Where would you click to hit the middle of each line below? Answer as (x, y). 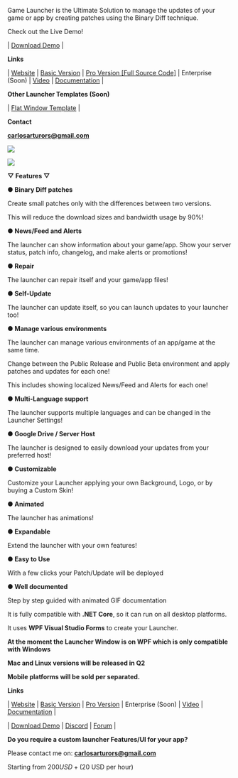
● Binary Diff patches (40, 190)
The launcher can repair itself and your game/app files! (88, 280)
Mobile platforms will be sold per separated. (74, 677)
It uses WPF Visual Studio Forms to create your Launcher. (93, 628)
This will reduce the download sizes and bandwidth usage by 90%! (106, 217)
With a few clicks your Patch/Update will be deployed (86, 573)
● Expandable (29, 531)
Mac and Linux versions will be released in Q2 (76, 663)
